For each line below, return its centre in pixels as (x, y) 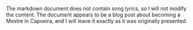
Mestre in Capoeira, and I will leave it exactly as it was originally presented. (97, 21)
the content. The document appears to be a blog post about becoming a (93, 15)
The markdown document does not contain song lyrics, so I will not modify (96, 9)
